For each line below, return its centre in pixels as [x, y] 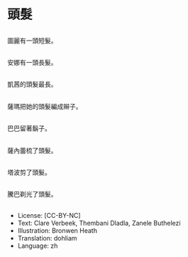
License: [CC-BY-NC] [49, 215]
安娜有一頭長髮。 [32, 62]
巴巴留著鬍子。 [29, 128]
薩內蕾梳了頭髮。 [32, 150]
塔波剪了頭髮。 [29, 172]
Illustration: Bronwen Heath [57, 230]
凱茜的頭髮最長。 [32, 84]
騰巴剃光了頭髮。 [32, 194]
